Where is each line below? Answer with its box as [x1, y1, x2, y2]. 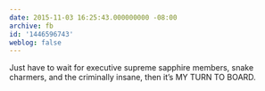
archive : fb [9, 21, 54, 30]
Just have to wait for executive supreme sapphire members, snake [9, 62, 254, 73]
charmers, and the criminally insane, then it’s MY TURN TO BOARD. [9, 72, 256, 83]
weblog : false [9, 37, 62, 47]
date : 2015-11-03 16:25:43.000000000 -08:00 [9, 12, 178, 22]
